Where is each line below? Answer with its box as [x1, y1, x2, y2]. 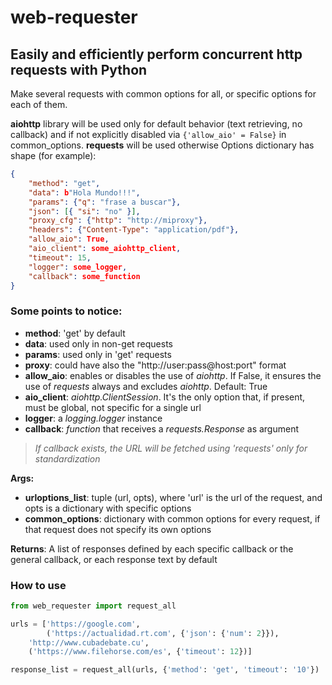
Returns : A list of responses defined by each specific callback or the [10, 542, 294, 555]
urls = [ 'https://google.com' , [10, 619, 141, 629]
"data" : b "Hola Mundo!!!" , [28, 187, 141, 198]
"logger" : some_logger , [28, 262, 128, 272]
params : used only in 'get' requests [24, 348, 172, 360]
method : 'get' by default [24, 327, 126, 339]
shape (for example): [10, 150, 97, 161]
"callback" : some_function [28, 271, 141, 281]
